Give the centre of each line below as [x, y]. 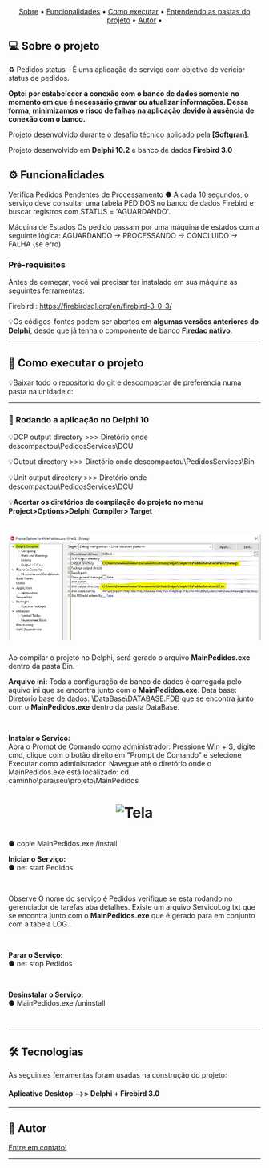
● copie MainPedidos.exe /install [63, 843]
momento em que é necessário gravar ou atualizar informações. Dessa [128, 102]
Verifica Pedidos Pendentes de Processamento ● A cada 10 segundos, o [128, 194]
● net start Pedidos [41, 867]
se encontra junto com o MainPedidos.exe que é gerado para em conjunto [132, 915]
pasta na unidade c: [41, 391]
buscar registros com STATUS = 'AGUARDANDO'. [90, 211]
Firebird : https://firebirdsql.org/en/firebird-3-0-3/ [90, 306]
